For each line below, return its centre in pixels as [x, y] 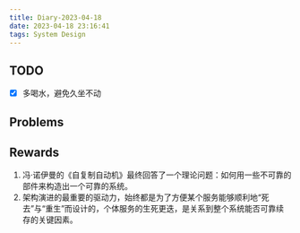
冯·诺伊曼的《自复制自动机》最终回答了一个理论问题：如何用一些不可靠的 [157, 175]
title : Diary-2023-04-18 [56, 17]
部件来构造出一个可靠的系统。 [77, 186]
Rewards [34, 153]
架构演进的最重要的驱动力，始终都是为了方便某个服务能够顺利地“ [141, 197]
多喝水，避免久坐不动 [61, 93]
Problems [37, 122]
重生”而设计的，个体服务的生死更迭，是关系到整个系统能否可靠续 [165, 209]
